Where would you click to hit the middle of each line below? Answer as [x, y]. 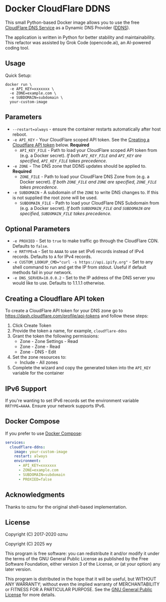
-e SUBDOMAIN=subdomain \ [36, 97]
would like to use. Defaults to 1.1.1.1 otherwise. [59, 283]
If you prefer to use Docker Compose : [44, 433]
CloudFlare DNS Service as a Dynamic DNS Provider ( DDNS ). [68, 27]
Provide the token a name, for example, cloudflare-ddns [70, 331]
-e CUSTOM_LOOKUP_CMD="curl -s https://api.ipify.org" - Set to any [83, 262]
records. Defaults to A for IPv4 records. [52, 257]
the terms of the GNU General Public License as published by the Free [77, 559]
